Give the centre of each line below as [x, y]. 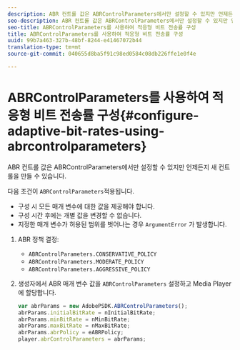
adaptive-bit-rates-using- [86, 131]
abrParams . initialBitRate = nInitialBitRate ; [86, 312]
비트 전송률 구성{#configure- [116, 116]
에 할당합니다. [37, 292]
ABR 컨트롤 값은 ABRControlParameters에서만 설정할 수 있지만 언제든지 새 [112, 167]
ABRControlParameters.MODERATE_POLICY [86, 261]
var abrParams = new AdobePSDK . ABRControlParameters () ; [102, 306]
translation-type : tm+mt [44, 47]
